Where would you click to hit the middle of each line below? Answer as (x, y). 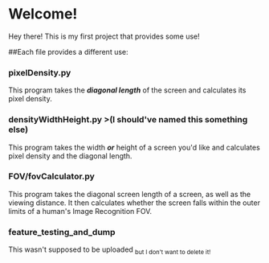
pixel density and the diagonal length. (70, 156)
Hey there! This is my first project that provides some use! (104, 36)
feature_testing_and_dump (62, 232)
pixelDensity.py (40, 72)
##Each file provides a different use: (68, 51)
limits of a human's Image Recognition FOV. (80, 211)
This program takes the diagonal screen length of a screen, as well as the (130, 194)
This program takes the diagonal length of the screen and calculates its (127, 90)
